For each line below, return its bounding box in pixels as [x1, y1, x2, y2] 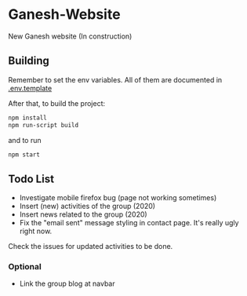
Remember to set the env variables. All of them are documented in [8, 75, 223, 84]
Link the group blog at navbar [19, 279, 115, 288]
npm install [8, 114, 47, 122]
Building [8, 54, 49, 68]
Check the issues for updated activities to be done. [8, 242, 173, 251]
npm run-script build [8, 121, 79, 129]
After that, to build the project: [8, 98, 106, 108]
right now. [19, 226, 53, 236]
